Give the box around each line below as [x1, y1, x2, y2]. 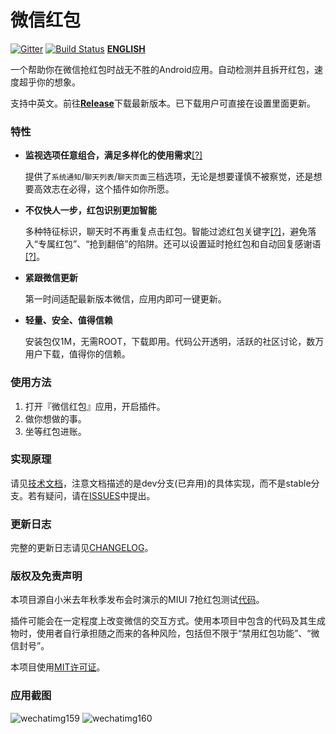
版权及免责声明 [10, 569, 83, 583]
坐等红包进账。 [24, 425, 87, 437]
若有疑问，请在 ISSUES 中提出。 [27, 489, 156, 501]
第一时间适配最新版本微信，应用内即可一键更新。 [24, 293, 227, 305]
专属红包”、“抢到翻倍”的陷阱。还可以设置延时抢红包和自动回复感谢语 [37, 238, 322, 250]
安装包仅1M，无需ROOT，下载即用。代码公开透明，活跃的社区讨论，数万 [24, 336, 325, 348]
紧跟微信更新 [24, 272, 78, 284]
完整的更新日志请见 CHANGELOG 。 [10, 542, 154, 554]
